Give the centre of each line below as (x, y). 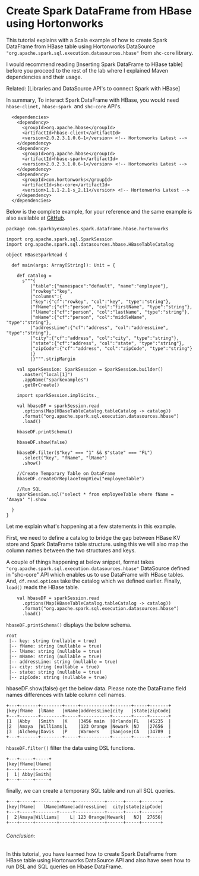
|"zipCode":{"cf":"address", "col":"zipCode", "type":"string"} (111, 348)
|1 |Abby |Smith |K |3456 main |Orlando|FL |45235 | (89, 721)
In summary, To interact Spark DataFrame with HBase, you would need (93, 100)
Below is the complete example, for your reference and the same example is (99, 211)
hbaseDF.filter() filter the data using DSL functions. (71, 747)
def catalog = (34, 276)
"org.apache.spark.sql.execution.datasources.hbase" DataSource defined (98, 568)
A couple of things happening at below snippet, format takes (80, 562)
